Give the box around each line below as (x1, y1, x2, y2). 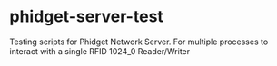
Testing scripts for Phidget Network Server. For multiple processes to (9, 36, 269, 47)
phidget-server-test (9, 6, 163, 27)
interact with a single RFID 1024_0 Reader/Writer (9, 45, 191, 56)
